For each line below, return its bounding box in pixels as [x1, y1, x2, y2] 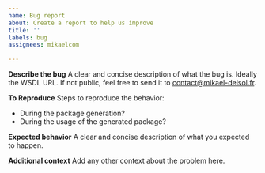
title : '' [8, 26, 41, 34]
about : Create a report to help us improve [8, 19, 154, 27]
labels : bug [8, 33, 47, 42]
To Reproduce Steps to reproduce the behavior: [8, 93, 165, 103]
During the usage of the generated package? [19, 117, 166, 126]
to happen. [8, 141, 44, 150]
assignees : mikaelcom [8, 41, 80, 49]
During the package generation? [19, 108, 125, 118]
